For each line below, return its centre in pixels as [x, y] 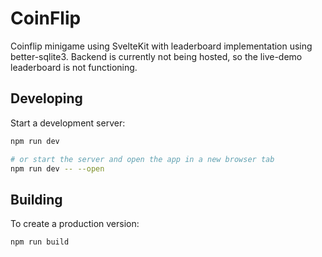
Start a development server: [68, 123]
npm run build [40, 242]
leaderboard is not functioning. [74, 67]
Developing [46, 98]
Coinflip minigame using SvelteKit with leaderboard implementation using [161, 46]
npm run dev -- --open [57, 168]
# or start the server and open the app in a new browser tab [142, 159]
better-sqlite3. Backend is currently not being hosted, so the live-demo [156, 56]
